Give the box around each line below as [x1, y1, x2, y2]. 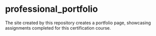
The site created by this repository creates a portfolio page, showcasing [5, 20, 151, 26]
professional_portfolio [5, 3, 98, 15]
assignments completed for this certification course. [5, 25, 111, 31]
